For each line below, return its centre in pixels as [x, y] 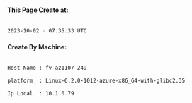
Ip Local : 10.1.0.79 [41, 94]
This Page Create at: [38, 10]
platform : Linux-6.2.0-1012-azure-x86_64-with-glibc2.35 [96, 81]
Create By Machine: [37, 47]
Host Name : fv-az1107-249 [47, 68]
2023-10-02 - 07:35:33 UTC [47, 31]
